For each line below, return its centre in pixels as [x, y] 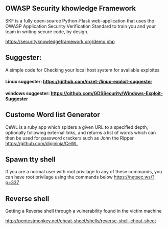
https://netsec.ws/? [134, 177]
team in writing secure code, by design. [47, 31]
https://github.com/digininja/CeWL [42, 143]
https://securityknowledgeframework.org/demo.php [60, 41]
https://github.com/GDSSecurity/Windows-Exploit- [107, 93]
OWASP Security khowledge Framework [71, 8]
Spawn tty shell [31, 160]
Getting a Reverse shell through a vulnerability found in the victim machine [83, 211]
